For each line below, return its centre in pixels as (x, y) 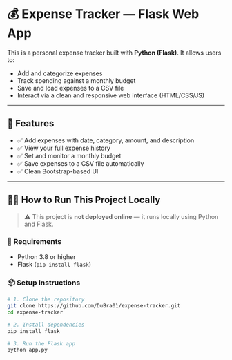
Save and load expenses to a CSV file (70, 88)
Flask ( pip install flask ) (54, 264)
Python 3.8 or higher (46, 256)
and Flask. (39, 224)
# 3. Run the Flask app (41, 343)
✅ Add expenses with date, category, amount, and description (106, 140)
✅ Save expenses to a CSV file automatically (80, 163)
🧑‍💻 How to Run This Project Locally (84, 200)
